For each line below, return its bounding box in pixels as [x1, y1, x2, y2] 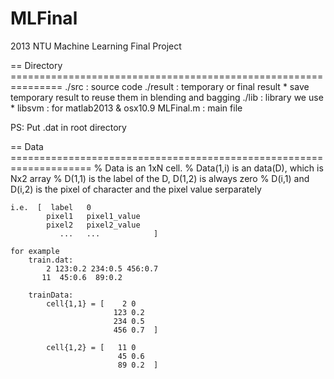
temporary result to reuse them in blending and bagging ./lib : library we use [10, 91, 324, 103]
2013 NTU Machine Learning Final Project [10, 40, 182, 52]
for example [10, 246, 60, 256]
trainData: [28, 290, 74, 300]
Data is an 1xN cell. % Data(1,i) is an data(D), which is [104, 162, 324, 174]
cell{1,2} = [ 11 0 [46, 342, 137, 352]
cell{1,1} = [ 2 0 [46, 298, 137, 309]
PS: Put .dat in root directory [10, 121, 127, 133]
